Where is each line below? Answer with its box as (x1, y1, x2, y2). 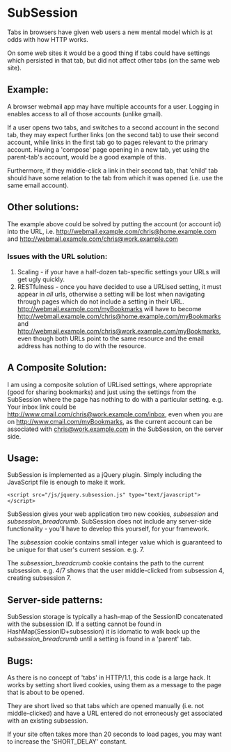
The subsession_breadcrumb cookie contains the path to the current (7, 559, 205, 567)
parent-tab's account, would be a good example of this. (7, 152, 167, 161)
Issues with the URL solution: (7, 252, 108, 262)
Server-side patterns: (7, 594, 103, 606)
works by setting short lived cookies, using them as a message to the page (7, 681, 222, 689)
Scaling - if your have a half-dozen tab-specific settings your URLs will (17, 267, 221, 276)
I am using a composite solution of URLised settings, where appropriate (7, 380, 212, 389)
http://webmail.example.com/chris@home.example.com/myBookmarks (17, 312, 221, 320)
